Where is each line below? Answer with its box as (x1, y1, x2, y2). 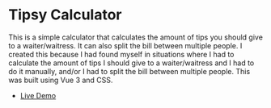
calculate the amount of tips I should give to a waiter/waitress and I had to (8, 58, 255, 68)
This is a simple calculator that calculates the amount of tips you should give (8, 32, 263, 42)
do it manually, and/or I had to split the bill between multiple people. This (8, 66, 251, 76)
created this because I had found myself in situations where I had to (8, 49, 235, 59)
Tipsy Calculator (8, 6, 122, 24)
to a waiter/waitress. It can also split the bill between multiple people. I (8, 40, 243, 50)
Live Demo (19, 90, 57, 100)
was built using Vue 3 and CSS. (8, 75, 113, 85)
